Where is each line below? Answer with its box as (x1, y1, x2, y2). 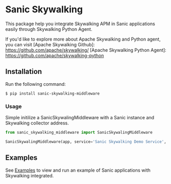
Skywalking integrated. (5, 172, 54, 178)
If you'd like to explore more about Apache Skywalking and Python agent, (5, 36, 161, 42)
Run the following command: (5, 81, 66, 87)
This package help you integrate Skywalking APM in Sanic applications (5, 21, 156, 27)
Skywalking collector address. (5, 120, 69, 126)
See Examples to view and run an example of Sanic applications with (5, 167, 150, 173)
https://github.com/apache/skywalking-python (5, 52, 104, 59)
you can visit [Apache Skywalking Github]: (5, 41, 95, 47)
